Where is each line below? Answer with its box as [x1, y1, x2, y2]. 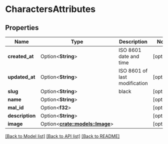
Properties [5, 23, 39, 32]
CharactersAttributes [5, 3, 96, 15]
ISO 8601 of [118, 67, 148, 74]
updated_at [7, 73, 35, 80]
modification [118, 80, 148, 86]
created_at [7, 53, 34, 59]
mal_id [7, 104, 24, 111]
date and [118, 53, 139, 59]
